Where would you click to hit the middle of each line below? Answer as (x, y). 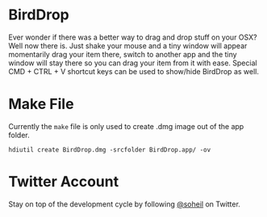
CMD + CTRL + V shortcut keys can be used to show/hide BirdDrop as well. (134, 71)
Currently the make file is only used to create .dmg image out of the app (126, 126)
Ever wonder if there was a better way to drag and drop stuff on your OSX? (133, 37)
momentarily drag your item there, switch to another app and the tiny (123, 54)
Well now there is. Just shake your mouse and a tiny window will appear (128, 45)
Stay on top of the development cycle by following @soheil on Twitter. (124, 204)
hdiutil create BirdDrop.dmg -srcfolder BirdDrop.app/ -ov (110, 150)
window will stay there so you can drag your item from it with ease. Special (133, 63)
